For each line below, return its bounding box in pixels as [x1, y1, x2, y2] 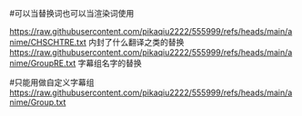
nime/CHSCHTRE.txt [9, 37, 86, 47]
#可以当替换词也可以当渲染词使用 [9, 8, 135, 18]
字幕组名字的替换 [77, 58, 143, 68]
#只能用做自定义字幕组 [9, 77, 95, 88]
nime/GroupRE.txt [9, 58, 76, 68]
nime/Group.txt [9, 97, 66, 107]
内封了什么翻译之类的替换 [87, 37, 185, 47]
